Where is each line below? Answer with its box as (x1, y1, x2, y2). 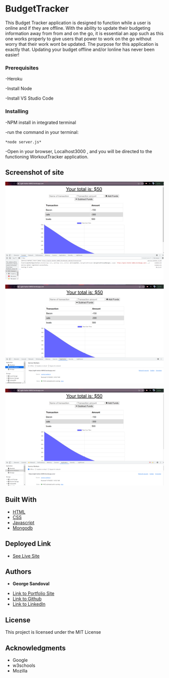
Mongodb (12, 524, 33, 531)
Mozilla (12, 668, 28, 674)
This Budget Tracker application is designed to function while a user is (5, 20, 151, 26)
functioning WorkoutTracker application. (5, 154, 89, 160)
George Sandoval (12, 581, 50, 587)
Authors (5, 567, 32, 576)
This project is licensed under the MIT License (5, 629, 102, 635)
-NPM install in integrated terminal (5, 119, 76, 125)
